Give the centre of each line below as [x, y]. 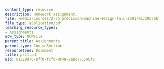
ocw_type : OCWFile [24, 37]
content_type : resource [29, 9]
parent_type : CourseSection [34, 46]
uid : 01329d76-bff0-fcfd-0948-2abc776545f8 [50, 59]
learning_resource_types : [31, 28]
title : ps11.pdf [21, 55]
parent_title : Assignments [32, 41]
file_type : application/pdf [34, 23]
